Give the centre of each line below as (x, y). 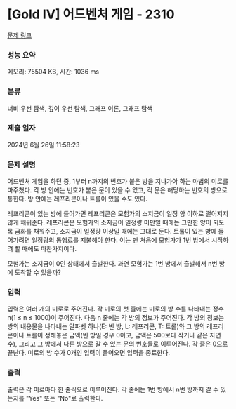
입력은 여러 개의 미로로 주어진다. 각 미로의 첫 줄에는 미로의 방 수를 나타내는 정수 (116, 309)
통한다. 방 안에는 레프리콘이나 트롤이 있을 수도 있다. (77, 199)
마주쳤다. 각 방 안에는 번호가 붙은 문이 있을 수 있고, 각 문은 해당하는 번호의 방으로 (118, 190)
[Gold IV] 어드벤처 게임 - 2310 (91, 14)
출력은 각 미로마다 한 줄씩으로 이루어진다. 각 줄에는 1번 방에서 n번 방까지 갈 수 (113, 389)
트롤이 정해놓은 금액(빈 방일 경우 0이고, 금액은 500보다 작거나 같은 (117, 335)
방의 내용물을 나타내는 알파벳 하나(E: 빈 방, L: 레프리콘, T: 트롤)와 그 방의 (106, 326)
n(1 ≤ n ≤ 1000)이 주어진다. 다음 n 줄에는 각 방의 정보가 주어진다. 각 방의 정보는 (116, 318)
